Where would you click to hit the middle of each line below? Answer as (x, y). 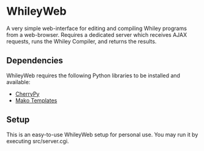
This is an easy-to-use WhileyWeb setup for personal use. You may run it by (102, 134)
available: (18, 82)
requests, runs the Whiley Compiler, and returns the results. (81, 41)
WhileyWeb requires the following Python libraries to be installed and (93, 75)
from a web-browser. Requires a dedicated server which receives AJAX (97, 34)
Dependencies (35, 60)
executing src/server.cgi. (38, 141)
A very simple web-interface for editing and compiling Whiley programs (96, 28)
